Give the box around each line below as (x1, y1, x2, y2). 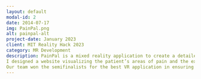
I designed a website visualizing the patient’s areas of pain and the (6, 58, 188, 64)
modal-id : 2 (6, 14, 36, 20)
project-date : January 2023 (6, 36, 77, 42)
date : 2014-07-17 (6, 20, 50, 26)
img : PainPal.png (6, 25, 50, 31)
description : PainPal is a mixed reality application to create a (6, 53, 175, 59)
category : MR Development (6, 48, 71, 53)
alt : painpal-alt (6, 31, 50, 37)
